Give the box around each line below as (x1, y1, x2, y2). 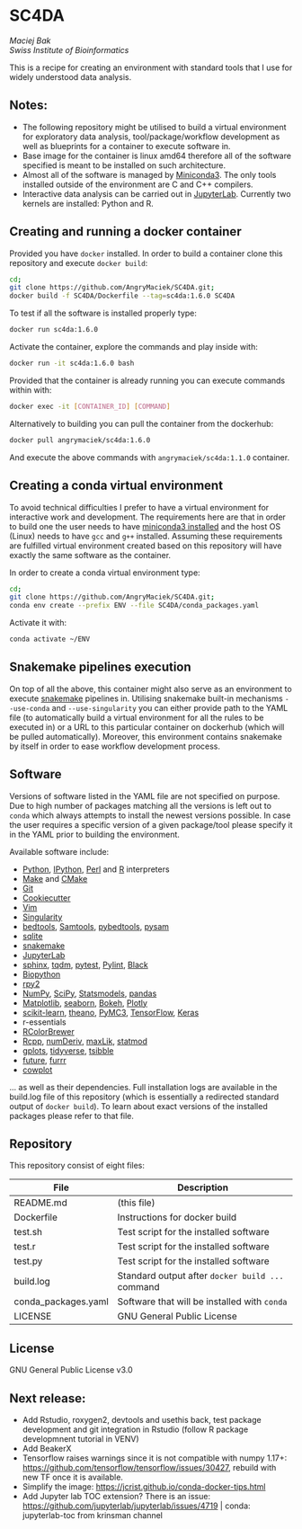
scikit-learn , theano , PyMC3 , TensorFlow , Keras (22, 1007, 200, 1018)
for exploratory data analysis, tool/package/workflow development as (22, 131, 280, 142)
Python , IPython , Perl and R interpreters (22, 864, 170, 875)
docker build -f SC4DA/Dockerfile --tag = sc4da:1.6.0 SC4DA (9, 291, 235, 301)
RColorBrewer (22, 1026, 75, 1036)
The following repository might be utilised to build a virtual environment (22, 121, 287, 132)
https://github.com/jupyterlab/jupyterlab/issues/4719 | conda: (22, 1500, 251, 1511)
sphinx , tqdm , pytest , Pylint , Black (22, 959, 148, 970)
